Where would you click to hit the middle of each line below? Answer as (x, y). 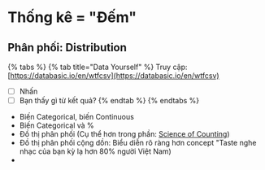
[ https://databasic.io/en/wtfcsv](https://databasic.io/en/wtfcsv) (114, 76)
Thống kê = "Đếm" (72, 17)
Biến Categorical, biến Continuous (77, 117)
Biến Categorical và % (56, 125)
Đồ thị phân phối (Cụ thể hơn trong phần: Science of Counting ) (124, 134)
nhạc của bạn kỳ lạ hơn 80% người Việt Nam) (95, 151)
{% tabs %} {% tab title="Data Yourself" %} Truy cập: (98, 67)
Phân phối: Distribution (67, 48)
